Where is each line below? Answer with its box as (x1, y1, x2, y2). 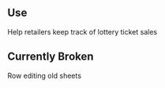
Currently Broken (7, 50, 94, 64)
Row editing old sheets (7, 71, 82, 80)
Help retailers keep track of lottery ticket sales (7, 27, 158, 36)
